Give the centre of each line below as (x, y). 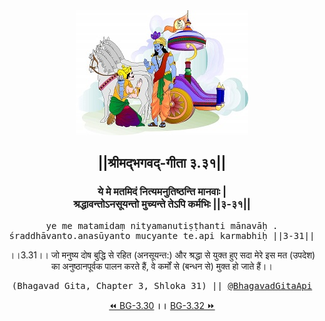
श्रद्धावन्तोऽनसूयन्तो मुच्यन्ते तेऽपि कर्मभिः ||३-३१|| (162, 204)
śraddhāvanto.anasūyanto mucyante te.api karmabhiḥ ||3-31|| (162, 235)
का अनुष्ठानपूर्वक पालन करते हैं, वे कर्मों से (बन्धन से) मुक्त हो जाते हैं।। (162, 266)
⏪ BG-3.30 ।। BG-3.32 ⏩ (162, 305)
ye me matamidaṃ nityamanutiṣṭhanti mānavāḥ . (162, 225)
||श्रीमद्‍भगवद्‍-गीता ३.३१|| (162, 163)
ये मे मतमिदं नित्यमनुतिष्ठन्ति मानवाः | (162, 192)
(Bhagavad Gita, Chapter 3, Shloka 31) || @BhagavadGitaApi (162, 285)
